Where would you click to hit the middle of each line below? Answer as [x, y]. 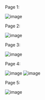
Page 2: [13, 26]
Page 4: [13, 64]
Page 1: [12, 7]
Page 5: [13, 83]
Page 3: [13, 45]
